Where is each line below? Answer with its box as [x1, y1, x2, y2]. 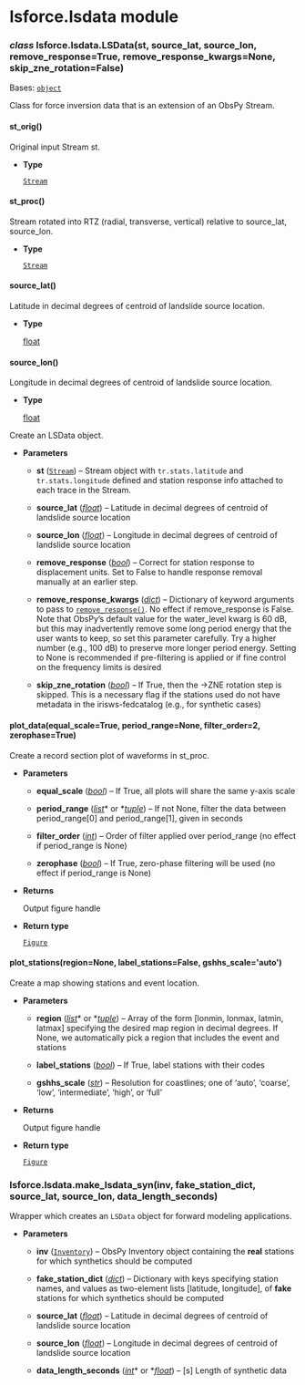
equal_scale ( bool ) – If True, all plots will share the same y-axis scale [36, 785, 296, 796]
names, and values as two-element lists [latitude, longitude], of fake [36, 1283, 292, 1294]
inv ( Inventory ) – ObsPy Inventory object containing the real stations [36, 1246, 294, 1256]
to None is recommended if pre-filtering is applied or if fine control [36, 652, 287, 663]
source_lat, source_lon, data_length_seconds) [9, 1190, 219, 1203]
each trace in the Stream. [36, 485, 132, 496]
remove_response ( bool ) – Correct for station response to [36, 557, 255, 568]
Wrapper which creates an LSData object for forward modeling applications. [9, 1211, 293, 1221]
